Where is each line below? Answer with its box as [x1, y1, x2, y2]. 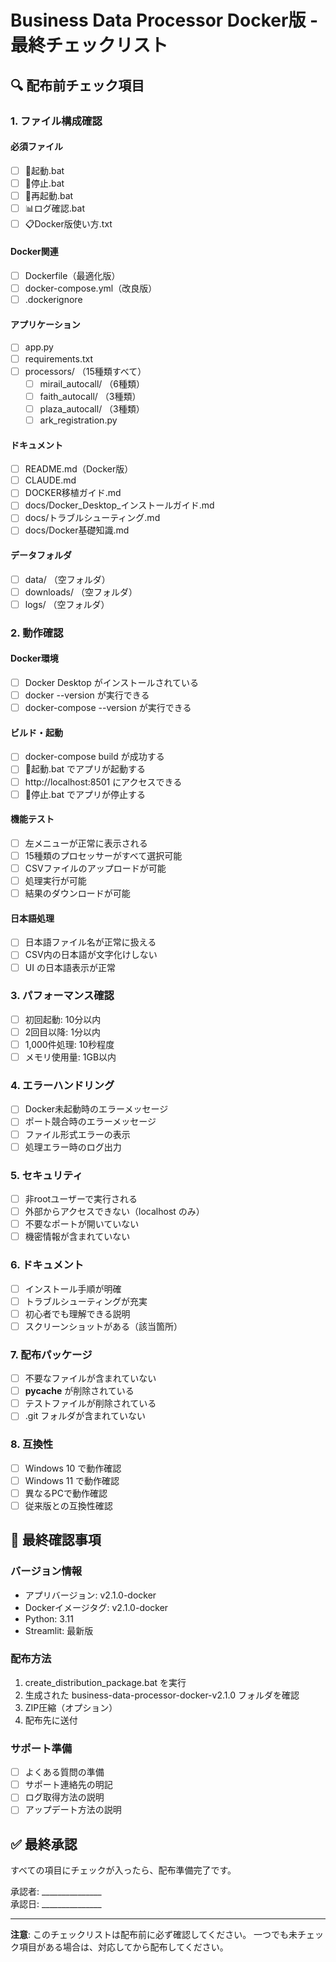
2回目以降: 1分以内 [24, 1026, 101, 1038]
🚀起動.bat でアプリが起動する [24, 763, 147, 775]
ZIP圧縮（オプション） [24, 1701, 118, 1713]
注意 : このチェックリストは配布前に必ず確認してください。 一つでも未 [10, 1929, 298, 1941]
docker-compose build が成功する [24, 751, 165, 763]
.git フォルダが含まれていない [24, 1410, 146, 1422]
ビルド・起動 [10, 726, 63, 738]
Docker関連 [10, 246, 59, 258]
